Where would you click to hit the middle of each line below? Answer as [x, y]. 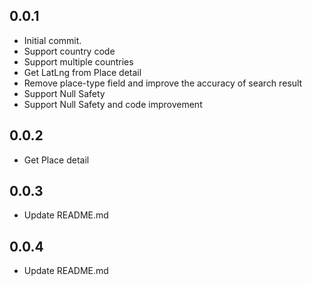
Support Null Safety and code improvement [113, 104]
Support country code [69, 51]
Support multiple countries [78, 61]
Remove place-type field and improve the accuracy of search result [163, 83]
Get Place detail [56, 160]
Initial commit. [52, 40]
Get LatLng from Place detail [82, 72]
